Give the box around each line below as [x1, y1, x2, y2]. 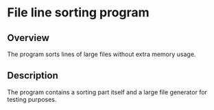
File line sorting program [7, 5, 150, 20]
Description [7, 70, 58, 81]
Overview [7, 32, 50, 44]
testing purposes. [7, 95, 57, 103]
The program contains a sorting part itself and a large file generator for [7, 87, 208, 96]
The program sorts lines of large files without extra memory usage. [7, 50, 196, 58]
